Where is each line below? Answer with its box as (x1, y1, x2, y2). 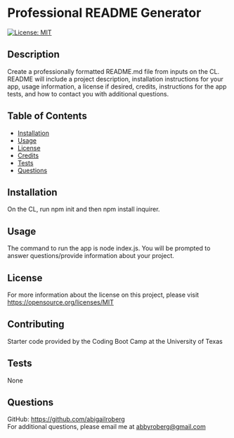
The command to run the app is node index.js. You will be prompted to (7, 244, 211, 252)
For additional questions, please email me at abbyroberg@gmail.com (7, 423, 206, 431)
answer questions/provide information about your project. (7, 252, 174, 260)
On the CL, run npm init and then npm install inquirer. (7, 205, 160, 214)
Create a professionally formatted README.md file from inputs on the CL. (7, 67, 220, 75)
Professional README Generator (7, 5, 202, 21)
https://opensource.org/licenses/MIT (7, 298, 114, 307)
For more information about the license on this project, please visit (7, 290, 199, 299)
